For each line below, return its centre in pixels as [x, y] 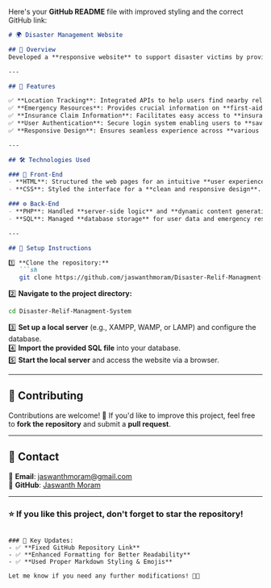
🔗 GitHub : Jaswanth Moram [54, 485]
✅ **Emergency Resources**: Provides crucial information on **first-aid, [138, 108]
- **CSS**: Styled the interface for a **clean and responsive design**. [135, 190]
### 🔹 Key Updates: [41, 540]
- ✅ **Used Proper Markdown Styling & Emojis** [91, 561]
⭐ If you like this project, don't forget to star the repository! [126, 514]
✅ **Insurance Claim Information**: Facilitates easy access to [119, 116]
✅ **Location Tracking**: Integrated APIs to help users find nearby [128, 101]
